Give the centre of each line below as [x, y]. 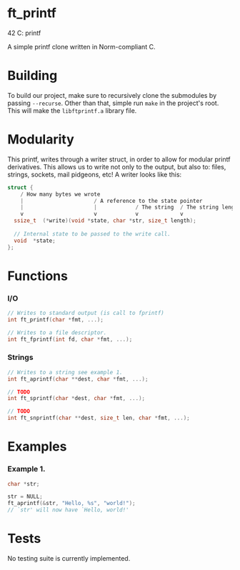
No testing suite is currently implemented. [69, 559]
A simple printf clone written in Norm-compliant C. [81, 46]
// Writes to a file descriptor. [57, 332]
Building [32, 76]
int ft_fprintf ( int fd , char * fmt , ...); [70, 339]
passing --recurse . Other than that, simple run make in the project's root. [113, 103]
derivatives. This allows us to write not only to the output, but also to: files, [117, 166]
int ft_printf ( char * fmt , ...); [55, 319]
